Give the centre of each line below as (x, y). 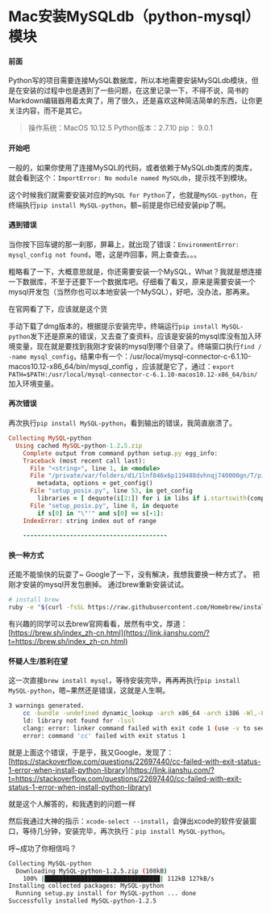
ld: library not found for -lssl (79, 721)
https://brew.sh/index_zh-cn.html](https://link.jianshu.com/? (110, 633)
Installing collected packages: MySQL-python (86, 886)
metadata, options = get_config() (95, 484)
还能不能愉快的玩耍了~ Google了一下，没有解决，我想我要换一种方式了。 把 (134, 575)
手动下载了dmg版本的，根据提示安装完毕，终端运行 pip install (114, 326)
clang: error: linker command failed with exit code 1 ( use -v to (137, 729)
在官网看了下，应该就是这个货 (58, 308)
